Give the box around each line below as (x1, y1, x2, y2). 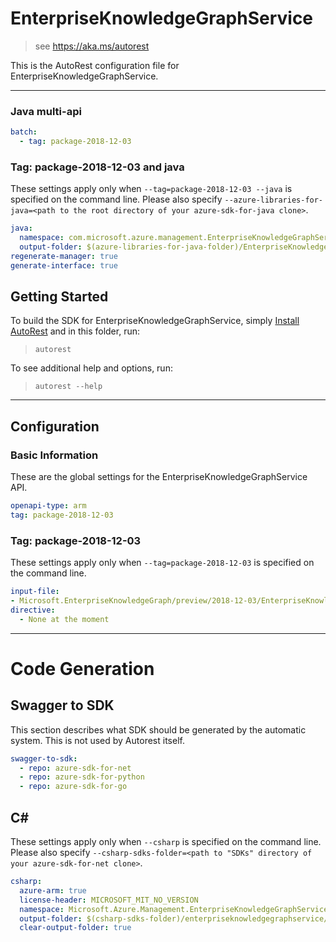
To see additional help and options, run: (10, 362, 173, 374)
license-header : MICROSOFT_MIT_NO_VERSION (19, 895, 199, 905)
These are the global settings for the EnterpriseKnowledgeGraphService (10, 471, 308, 483)
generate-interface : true (10, 260, 118, 271)
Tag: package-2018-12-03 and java (10, 160, 185, 174)
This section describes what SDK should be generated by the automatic (10, 723, 307, 736)
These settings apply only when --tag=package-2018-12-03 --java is (10, 183, 293, 195)
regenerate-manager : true (10, 251, 118, 261)
